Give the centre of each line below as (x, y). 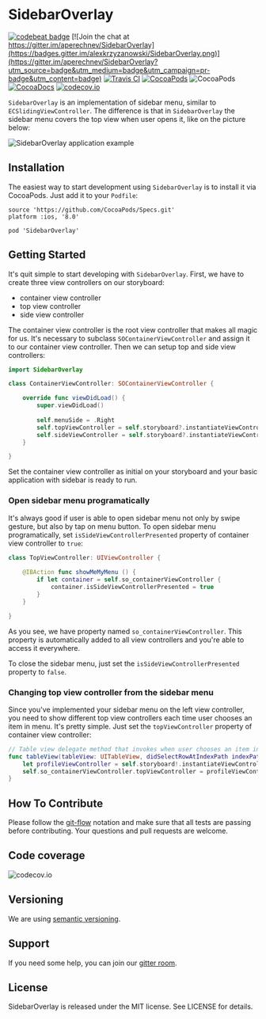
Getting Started (47, 255)
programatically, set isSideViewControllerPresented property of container (129, 534)
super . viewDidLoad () (70, 405)
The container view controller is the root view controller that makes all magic (133, 329)
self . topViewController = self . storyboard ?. (111, 428)
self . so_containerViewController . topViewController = (113, 771)
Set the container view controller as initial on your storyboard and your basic (133, 472)
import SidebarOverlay (46, 370)
